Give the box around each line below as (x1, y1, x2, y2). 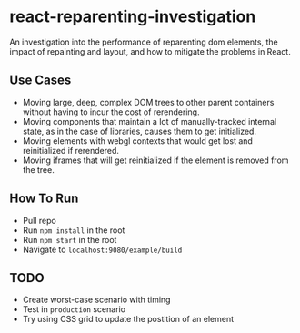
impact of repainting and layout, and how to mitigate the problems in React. (9, 45, 291, 56)
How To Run (9, 191, 79, 207)
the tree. (22, 164, 55, 175)
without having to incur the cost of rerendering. (22, 106, 200, 117)
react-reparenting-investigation (9, 6, 256, 27)
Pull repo (22, 215, 56, 226)
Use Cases (9, 73, 72, 88)
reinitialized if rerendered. (22, 145, 120, 156)
